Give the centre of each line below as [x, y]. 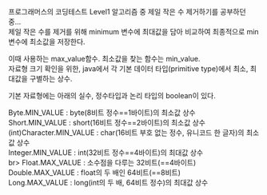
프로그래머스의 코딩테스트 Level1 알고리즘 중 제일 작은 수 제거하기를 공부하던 [127, 12]
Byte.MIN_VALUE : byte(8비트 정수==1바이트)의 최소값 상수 [102, 113]
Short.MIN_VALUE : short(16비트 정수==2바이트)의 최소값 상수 [107, 123]
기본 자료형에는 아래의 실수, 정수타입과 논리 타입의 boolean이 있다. [112, 96]
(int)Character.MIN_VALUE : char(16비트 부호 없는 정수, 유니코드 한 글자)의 [126, 133]
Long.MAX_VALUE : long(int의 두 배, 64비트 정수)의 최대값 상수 [108, 183]
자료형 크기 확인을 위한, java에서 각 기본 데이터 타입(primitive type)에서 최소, [128, 69]
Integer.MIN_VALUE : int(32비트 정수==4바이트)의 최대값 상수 [106, 153]
